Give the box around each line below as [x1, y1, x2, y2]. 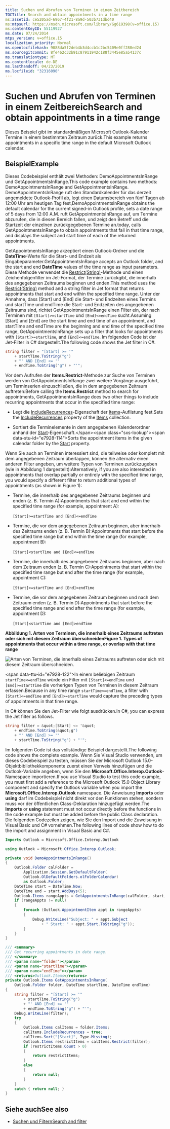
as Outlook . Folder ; [23, 879, 65, 884]
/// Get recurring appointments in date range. [5, 950, 108, 955]
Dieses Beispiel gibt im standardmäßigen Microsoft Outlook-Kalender [5, 129, 149, 135]
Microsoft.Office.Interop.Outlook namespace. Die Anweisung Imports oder [5, 789, 164, 796]
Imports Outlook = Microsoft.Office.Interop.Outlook [5, 837, 119, 842]
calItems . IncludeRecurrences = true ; [23, 1030, 103, 1035]
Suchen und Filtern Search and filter [12, 1118, 87, 1124]
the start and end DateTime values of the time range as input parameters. [5, 264, 159, 270]
